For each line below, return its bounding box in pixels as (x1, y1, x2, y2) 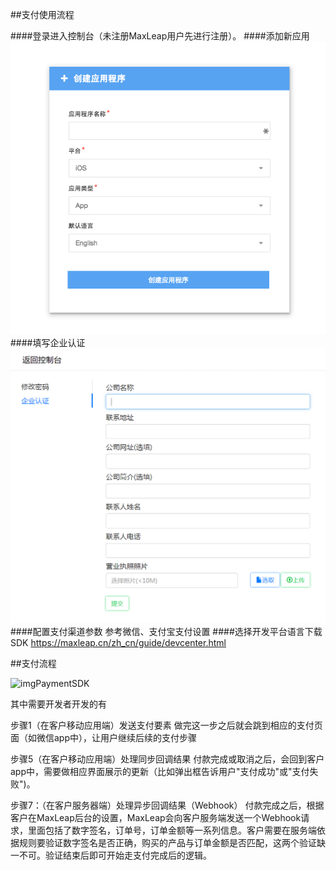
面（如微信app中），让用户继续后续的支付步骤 (10, 732, 198, 744)
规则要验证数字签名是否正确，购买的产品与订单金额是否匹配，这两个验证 (18, 837, 317, 849)
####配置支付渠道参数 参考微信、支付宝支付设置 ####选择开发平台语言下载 (10, 626, 323, 638)
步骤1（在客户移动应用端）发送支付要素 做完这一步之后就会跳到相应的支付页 (10, 719, 323, 732)
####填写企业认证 (10, 336, 86, 348)
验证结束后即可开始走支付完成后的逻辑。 (44, 849, 212, 862)
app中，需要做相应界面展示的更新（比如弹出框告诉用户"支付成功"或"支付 (10, 766, 310, 778)
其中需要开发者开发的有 (10, 698, 107, 710)
